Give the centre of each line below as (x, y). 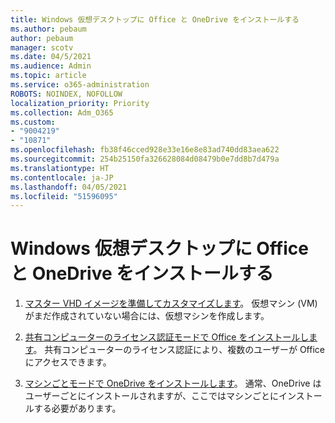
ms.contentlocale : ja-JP (62, 177)
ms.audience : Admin (51, 66)
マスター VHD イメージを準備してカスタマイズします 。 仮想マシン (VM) (171, 303)
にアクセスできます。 (68, 362)
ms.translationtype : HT (60, 168)
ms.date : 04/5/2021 (51, 57)
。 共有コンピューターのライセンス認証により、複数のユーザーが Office (179, 350)
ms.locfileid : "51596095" (64, 196)
